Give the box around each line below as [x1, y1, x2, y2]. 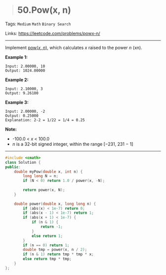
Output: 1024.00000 [5, 68, 45, 73]
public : [5, 164, 21, 170]
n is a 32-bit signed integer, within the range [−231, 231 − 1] [12, 141, 133, 147]
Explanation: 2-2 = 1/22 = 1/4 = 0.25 [5, 117, 85, 123]
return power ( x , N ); [23, 187, 65, 192]
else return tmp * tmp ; [23, 257, 72, 262]
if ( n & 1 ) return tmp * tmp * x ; [23, 252, 94, 257]
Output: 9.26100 [5, 91, 39, 95]
